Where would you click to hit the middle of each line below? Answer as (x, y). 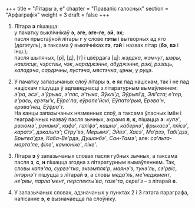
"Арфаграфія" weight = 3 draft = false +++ (58, 15)
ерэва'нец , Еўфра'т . (39, 107)
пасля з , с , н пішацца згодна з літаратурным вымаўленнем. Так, (95, 162)
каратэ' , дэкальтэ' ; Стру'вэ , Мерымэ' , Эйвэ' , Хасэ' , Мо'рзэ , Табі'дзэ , (101, 132)
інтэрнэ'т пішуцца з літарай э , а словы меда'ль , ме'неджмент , (92, 175)
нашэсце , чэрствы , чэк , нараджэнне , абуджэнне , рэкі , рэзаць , (94, 64)
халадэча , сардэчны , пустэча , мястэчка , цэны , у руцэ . (84, 70)
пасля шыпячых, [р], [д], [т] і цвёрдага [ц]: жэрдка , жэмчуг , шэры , (98, 58)
